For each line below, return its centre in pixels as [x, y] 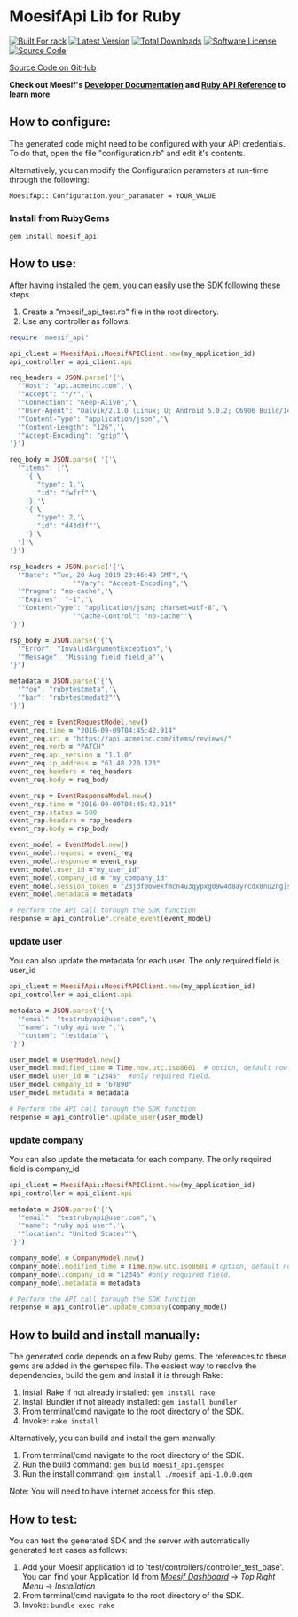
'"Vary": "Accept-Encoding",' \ [130, 583]
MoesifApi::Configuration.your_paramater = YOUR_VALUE [113, 196]
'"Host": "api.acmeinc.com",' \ [75, 386]
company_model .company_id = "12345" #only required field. [121, 1275]
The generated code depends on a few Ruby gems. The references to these [148, 1357]
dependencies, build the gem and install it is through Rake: [116, 1375]
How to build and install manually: [105, 1335]
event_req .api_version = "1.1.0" [71, 755]
